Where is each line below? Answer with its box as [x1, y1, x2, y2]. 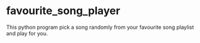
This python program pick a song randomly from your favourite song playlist [6, 24, 195, 31]
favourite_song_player [6, 4, 121, 18]
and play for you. [6, 29, 48, 37]
